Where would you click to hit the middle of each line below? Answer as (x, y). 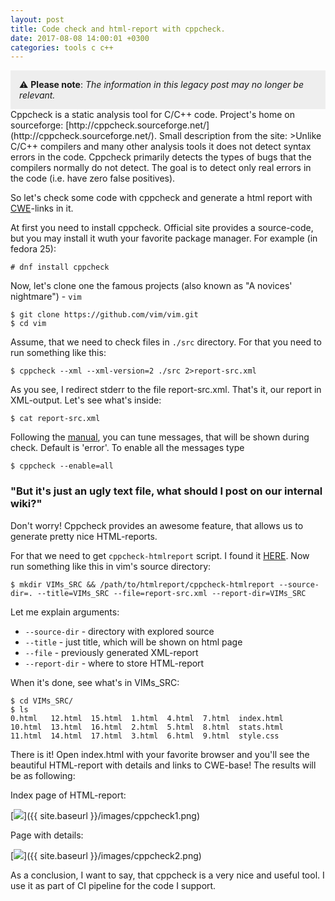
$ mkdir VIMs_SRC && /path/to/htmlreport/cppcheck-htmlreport (142, 584)
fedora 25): (33, 249)
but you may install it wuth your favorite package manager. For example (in (164, 238)
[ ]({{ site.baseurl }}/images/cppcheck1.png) (105, 815)
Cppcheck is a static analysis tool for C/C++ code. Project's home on (152, 115)
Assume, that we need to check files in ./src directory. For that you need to (166, 342)
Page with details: (47, 835)
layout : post (37, 19)
